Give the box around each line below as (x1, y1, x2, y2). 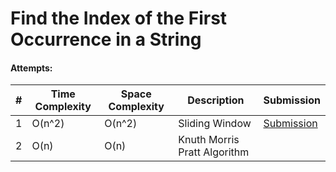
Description (187, 93, 245, 107)
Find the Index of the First (10, 7, 228, 30)
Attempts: (10, 62, 53, 74)
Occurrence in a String (10, 28, 202, 51)
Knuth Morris (178, 133, 240, 147)
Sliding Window (178, 117, 252, 131)
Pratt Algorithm (178, 145, 250, 159)
